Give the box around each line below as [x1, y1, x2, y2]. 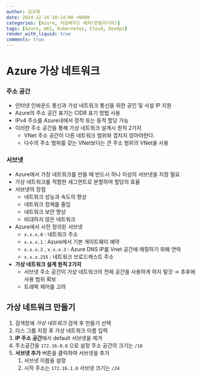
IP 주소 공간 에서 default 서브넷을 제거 [14, 334, 103, 342]
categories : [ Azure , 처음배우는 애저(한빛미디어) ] [6, 20, 121, 26]
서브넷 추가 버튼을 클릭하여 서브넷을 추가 [14, 349, 110, 357]
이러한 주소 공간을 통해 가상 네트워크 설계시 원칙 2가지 [14, 124, 142, 132]
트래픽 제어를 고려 [23, 283, 66, 290]
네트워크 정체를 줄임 [23, 200, 71, 207]
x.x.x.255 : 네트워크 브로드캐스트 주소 [23, 253, 114, 260]
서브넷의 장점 [14, 185, 46, 192]
